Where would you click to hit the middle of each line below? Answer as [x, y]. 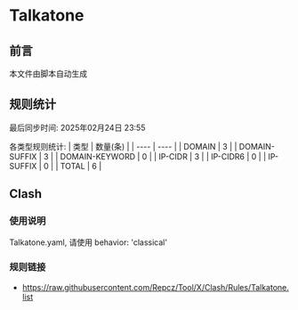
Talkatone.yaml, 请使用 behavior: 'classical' [88, 242]
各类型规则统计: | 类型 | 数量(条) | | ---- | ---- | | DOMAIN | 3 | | [123, 146]
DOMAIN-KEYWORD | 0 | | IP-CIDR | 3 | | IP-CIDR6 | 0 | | [163, 156]
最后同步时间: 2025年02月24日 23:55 [77, 127]
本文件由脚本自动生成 [48, 73]
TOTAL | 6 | [81, 166]
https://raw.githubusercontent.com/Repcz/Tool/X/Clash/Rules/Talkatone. [155, 287]
